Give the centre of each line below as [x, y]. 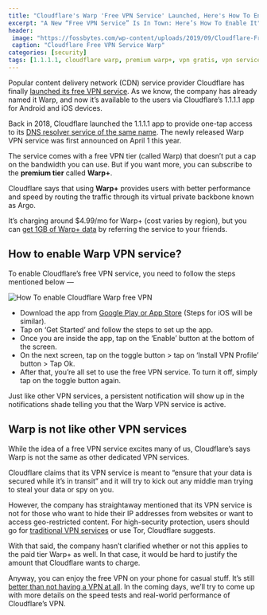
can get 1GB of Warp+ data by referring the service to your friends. [118, 229]
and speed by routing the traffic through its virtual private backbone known [131, 197]
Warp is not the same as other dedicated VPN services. [99, 457]
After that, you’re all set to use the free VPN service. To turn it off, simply [139, 372]
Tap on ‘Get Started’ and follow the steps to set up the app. [116, 329]
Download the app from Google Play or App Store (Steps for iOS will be [136, 312]
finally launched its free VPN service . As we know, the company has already [133, 91]
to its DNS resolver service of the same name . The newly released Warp [126, 131]
